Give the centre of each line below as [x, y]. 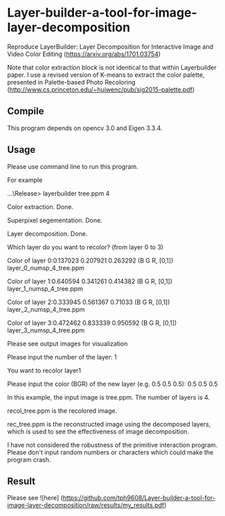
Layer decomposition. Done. [47, 233]
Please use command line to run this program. [73, 166]
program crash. [29, 459]
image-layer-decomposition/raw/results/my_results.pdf [86, 505]
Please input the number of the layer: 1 [62, 357]
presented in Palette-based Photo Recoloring [72, 82]
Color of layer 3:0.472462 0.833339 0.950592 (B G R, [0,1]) [92, 323]
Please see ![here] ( [35, 498]
